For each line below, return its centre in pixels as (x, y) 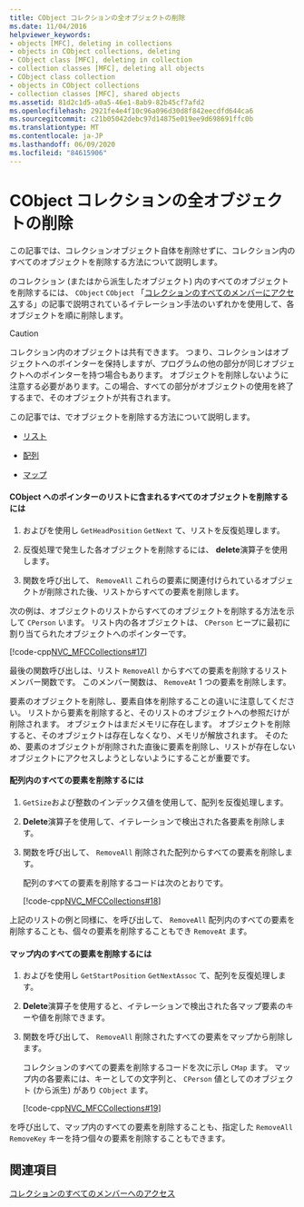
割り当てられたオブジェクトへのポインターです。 (100, 633)
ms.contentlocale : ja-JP (56, 136)
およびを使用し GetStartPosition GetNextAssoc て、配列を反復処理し (150, 975)
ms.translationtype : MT (54, 128)
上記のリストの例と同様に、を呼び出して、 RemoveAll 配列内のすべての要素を (152, 919)
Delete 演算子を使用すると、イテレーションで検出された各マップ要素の (154, 1006)
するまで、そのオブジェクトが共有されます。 (93, 397)
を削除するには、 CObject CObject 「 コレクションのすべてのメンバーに (140, 292)
